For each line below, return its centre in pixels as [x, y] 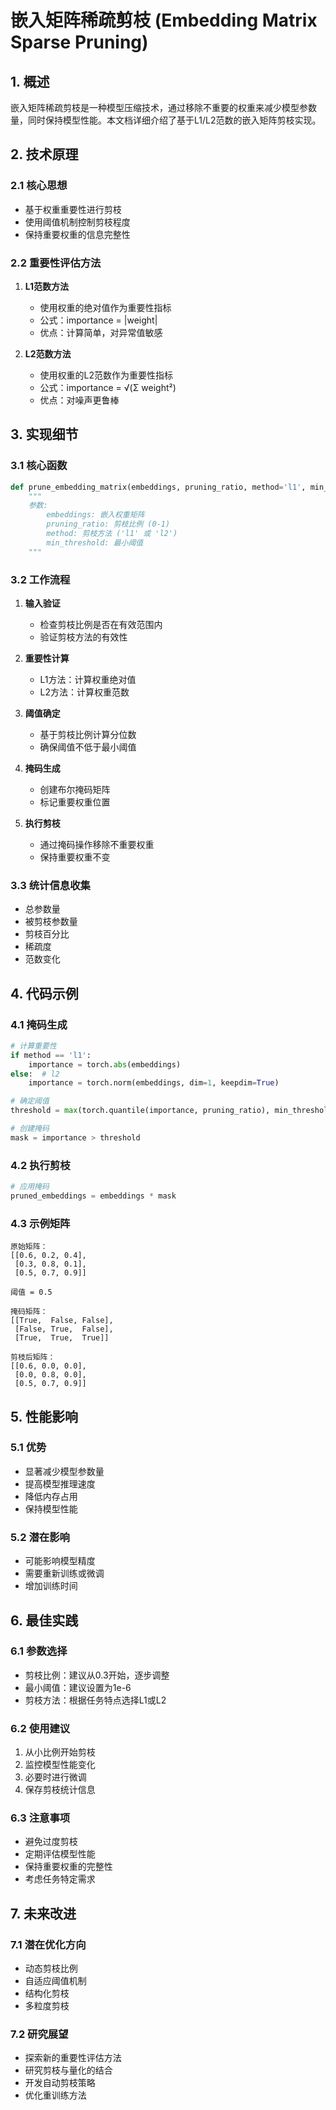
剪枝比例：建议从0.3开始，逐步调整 [97, 1675]
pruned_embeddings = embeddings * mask [93, 1196]
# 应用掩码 [30, 1187]
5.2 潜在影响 [40, 1537]
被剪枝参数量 [51, 922]
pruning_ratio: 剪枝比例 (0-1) [108, 524]
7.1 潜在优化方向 [48, 1944]
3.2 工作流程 [40, 579]
